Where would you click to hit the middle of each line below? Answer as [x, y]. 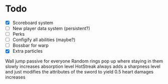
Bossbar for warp [30, 45]
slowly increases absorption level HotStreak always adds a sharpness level [83, 66]
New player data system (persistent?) [51, 28]
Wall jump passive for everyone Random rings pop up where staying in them [84, 61]
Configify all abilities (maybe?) [44, 40]
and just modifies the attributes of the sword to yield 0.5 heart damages [79, 72]
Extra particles [27, 51]
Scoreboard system [33, 23]
